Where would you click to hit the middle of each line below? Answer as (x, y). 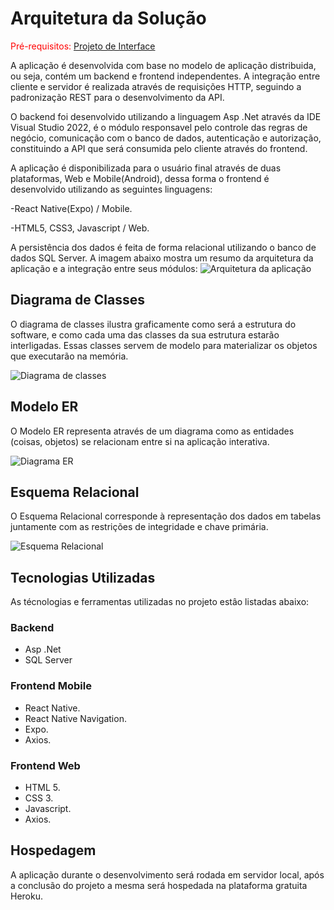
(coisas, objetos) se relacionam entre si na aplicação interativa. (140, 441)
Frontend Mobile (51, 686)
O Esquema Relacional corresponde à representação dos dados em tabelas (166, 516)
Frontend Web (45, 765)
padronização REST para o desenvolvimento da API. (117, 97)
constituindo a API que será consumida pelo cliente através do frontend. (159, 148)
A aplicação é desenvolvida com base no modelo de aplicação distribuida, (163, 65)
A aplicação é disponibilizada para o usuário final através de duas (146, 168)
